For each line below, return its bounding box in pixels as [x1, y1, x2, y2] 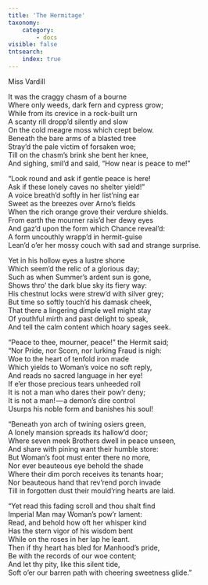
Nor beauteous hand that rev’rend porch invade [8, 478, 162, 487]
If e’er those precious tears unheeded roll [8, 379, 141, 388]
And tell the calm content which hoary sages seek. [8, 322, 171, 332]
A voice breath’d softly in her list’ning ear [8, 190, 140, 200]
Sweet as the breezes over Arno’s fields [8, 198, 136, 208]
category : [22, 26, 55, 34]
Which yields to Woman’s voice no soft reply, [8, 362, 152, 372]
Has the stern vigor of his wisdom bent [8, 526, 134, 536]
